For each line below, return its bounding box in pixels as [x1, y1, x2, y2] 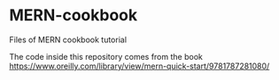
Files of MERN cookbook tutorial [9, 34, 127, 45]
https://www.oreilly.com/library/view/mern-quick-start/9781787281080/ [9, 61, 270, 71]
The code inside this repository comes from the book [9, 51, 204, 62]
